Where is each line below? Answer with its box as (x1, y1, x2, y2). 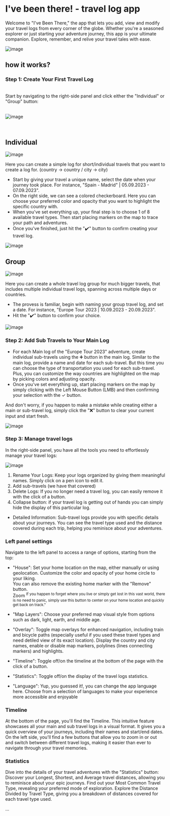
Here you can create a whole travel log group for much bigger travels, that (5, 280, 160, 287)
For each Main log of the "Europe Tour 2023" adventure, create (12, 349, 146, 355)
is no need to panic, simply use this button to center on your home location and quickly (12, 598, 164, 603)
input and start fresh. (5, 413, 49, 419)
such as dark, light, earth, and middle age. (12, 616, 101, 622)
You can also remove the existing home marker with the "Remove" (12, 581, 151, 587)
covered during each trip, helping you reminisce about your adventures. (12, 525, 163, 531)
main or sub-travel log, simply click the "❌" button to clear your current (5, 407, 154, 413)
